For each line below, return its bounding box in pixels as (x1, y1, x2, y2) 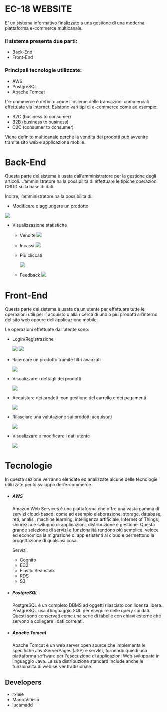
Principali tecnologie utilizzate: (5, 67, 82, 74)
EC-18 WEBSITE (5, 3, 72, 15)
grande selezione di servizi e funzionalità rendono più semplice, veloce (12, 527, 159, 533)
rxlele (12, 691, 24, 697)
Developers (5, 678, 42, 686)
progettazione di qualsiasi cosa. (12, 538, 78, 544)
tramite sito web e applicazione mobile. (5, 139, 86, 145)
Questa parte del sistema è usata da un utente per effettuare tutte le (5, 306, 145, 312)
